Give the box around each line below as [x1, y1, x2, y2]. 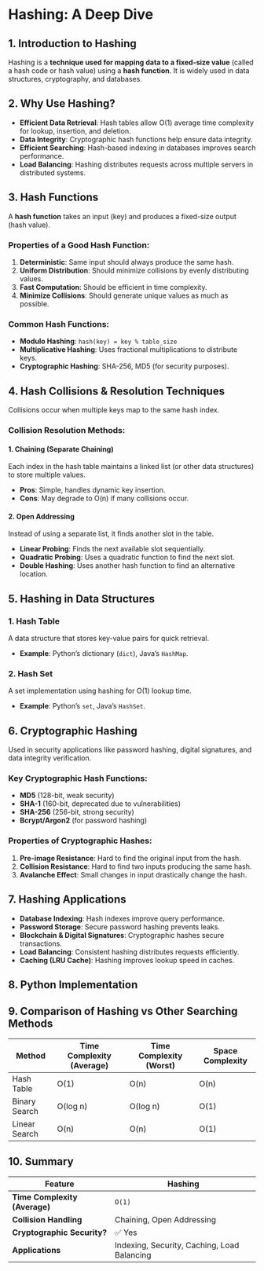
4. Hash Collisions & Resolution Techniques [8, 384, 225, 397]
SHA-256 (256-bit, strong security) [19, 808, 135, 817]
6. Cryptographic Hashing [8, 724, 137, 738]
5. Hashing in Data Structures [8, 592, 156, 606]
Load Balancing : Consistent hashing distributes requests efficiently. [19, 947, 240, 956]
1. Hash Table [8, 615, 60, 626]
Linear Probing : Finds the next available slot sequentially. [19, 544, 206, 554]
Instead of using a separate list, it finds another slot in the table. [8, 529, 214, 539]
